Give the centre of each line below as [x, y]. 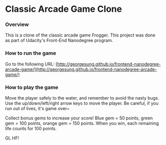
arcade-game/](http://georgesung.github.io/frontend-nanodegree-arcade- [81, 69]
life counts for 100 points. [31, 129]
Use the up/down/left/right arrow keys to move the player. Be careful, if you [82, 103]
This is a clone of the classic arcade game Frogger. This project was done [80, 35]
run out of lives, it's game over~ [38, 109]
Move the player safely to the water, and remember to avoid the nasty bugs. [82, 98]
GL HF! [12, 138]
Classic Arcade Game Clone [63, 9]
